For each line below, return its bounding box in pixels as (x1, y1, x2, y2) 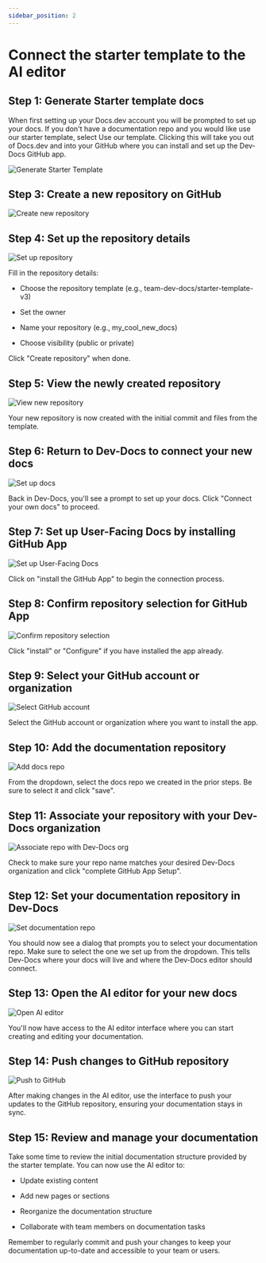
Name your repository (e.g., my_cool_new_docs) (19, 323, 178, 332)
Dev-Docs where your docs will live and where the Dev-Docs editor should (8, 955, 253, 964)
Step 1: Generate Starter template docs (8, 95, 204, 108)
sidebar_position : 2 (8, 11, 77, 20)
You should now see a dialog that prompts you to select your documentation (8, 938, 258, 947)
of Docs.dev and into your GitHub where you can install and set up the (8, 141, 238, 150)
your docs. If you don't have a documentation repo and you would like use (8, 124, 252, 134)
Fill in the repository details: (8, 268, 99, 278)
